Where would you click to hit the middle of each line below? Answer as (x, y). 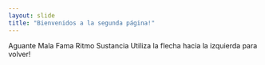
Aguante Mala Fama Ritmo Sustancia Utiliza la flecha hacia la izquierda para (133, 45)
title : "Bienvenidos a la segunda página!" (82, 23)
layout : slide (32, 15)
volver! (20, 54)
